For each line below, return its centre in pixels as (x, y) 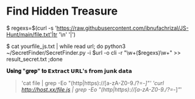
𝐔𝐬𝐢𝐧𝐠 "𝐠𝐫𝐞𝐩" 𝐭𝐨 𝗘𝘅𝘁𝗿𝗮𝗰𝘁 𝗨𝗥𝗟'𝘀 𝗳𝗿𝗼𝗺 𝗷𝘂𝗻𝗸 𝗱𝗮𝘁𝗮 (69, 70)
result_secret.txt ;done (34, 59)
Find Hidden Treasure (62, 11)
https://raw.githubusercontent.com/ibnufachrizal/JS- (122, 28)
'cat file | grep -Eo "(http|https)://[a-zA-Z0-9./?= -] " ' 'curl (93, 83)
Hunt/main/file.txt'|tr (32, 34)
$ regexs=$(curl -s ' (31, 28)
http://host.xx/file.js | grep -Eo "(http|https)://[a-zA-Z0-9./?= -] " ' (101, 89)
